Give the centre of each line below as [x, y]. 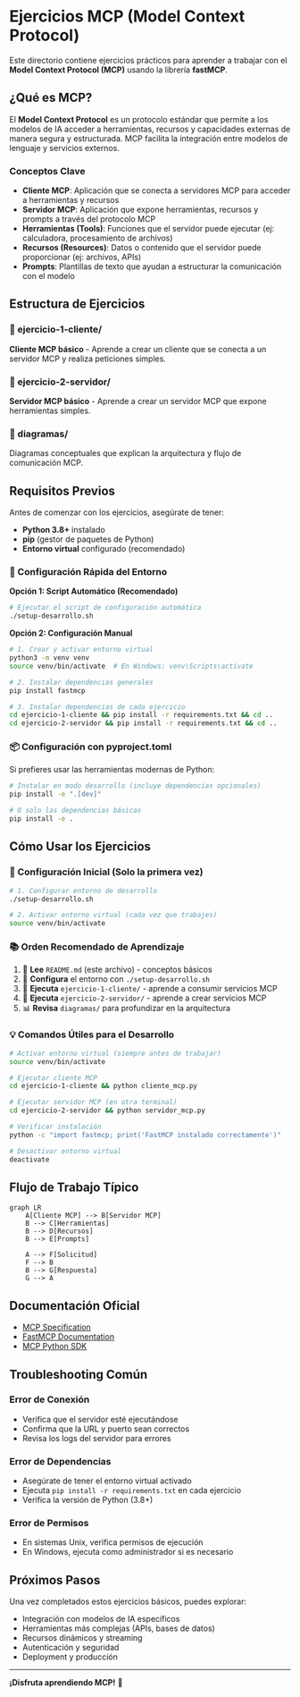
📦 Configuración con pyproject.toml [91, 747]
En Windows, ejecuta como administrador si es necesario [128, 1552]
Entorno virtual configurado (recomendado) [104, 549]
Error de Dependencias [60, 1461]
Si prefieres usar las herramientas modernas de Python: [112, 770]
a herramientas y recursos [71, 200]
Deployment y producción [70, 1657]
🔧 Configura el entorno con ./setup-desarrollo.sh [116, 979]
